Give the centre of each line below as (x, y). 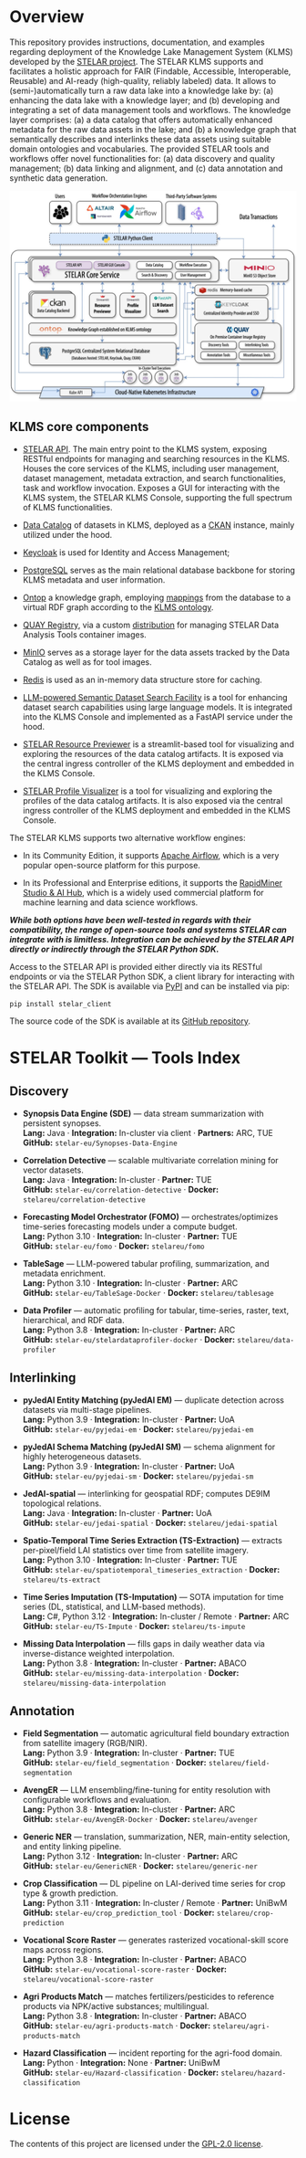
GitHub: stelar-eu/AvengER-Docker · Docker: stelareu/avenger (140, 1818)
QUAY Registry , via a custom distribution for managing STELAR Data (151, 625)
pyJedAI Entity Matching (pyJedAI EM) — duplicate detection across (153, 1400)
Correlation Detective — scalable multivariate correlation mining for (151, 1160)
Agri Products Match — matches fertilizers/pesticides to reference (148, 1996)
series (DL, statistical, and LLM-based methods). (114, 1606)
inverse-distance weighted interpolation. (98, 1653)
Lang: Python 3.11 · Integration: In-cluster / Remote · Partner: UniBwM (155, 1902)
